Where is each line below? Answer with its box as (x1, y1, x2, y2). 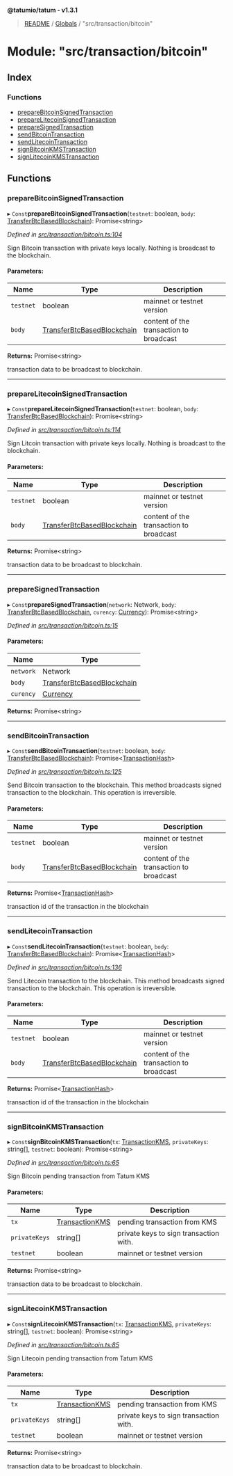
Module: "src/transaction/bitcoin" (7, 44, 208, 60)
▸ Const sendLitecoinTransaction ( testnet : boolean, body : (7, 942, 169, 951)
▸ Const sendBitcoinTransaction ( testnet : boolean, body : (7, 747, 166, 755)
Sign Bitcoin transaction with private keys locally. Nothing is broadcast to (7, 244, 216, 252)
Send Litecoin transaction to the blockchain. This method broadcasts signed (7, 976, 225, 985)
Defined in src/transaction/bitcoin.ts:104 (7, 230, 123, 239)
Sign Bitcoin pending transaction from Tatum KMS (7, 1172, 150, 1180)
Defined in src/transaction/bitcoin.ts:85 (7, 1340, 120, 1349)
